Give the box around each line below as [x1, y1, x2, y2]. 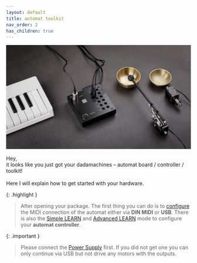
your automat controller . [20, 221, 81, 228]
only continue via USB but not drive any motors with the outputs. [20, 250, 177, 257]
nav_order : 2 [6, 22, 38, 28]
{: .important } [6, 232, 40, 240]
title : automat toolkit [6, 15, 64, 22]
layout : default [6, 9, 46, 15]
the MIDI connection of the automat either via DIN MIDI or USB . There [20, 209, 189, 216]
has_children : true [6, 28, 54, 34]
